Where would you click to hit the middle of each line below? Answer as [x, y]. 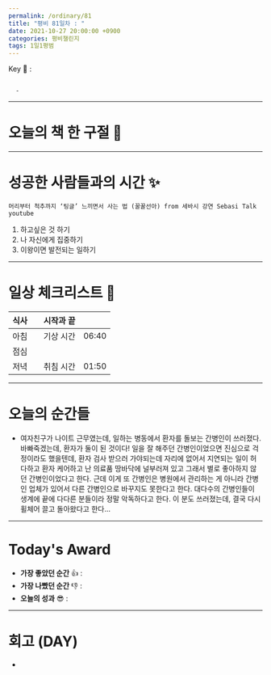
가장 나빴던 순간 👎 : [51, 585]
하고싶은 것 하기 [45, 230]
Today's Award [60, 550]
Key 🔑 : [20, 69]
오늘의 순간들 [49, 414]
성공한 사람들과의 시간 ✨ [84, 183]
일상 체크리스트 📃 [62, 293]
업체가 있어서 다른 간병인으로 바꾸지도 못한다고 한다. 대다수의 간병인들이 [142, 488]
